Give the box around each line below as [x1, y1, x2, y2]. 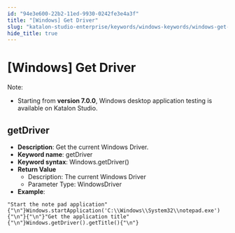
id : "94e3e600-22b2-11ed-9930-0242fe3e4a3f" [7, 10, 139, 17]
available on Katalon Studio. [17, 104, 98, 113]
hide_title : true [7, 29, 58, 37]
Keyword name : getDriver [17, 150, 93, 158]
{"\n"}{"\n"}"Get [7, 213, 58, 220]
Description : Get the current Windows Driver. [17, 143, 149, 151]
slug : [7, 23, 23, 30]
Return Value [17, 165, 57, 174]
